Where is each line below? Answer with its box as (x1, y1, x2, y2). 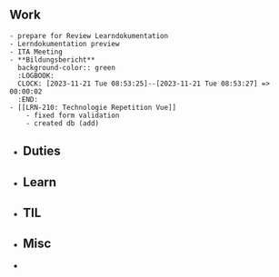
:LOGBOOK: (17, 71, 55, 80)
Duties (22, 143, 61, 159)
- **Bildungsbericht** (9, 54, 95, 64)
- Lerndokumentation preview (9, 39, 120, 48)
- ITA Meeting (9, 47, 64, 56)
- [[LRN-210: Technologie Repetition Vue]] (9, 103, 177, 112)
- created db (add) (25, 118, 100, 128)
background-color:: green (17, 63, 116, 72)
